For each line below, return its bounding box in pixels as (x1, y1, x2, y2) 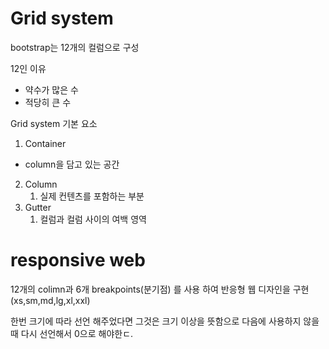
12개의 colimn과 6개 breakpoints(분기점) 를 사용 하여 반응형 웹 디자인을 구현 (10, 283, 310, 295)
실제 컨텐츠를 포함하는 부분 (39, 190, 145, 202)
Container (24, 137, 67, 149)
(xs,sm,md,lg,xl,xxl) (10, 294, 91, 306)
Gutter (24, 201, 52, 213)
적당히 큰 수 (24, 96, 72, 108)
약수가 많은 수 (24, 83, 79, 96)
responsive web (10, 249, 146, 272)
